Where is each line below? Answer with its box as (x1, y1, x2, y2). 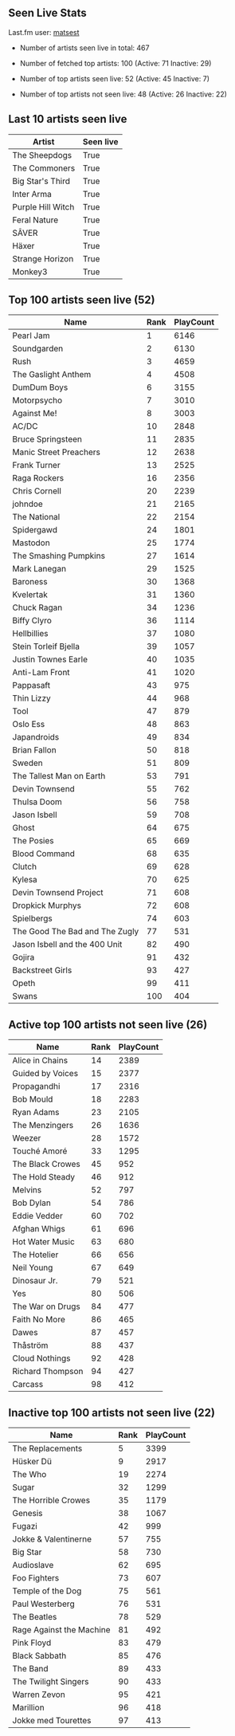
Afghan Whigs (12, 1223, 65, 1235)
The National (12, 512, 61, 523)
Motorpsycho (12, 395, 63, 406)
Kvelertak (12, 589, 48, 600)
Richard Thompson (12, 1366, 84, 1377)
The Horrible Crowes (12, 1494, 90, 1506)
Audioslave (12, 1560, 54, 1571)
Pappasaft (12, 680, 50, 691)
